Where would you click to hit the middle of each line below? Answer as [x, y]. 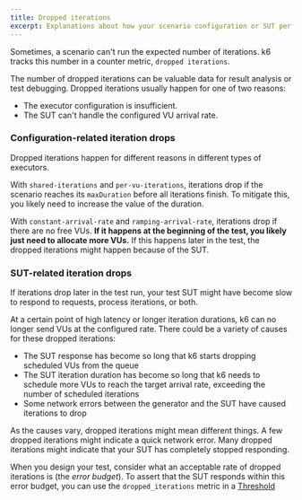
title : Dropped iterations [60, 18]
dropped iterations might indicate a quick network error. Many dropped [141, 440]
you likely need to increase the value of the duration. [107, 204]
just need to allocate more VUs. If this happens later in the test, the [135, 240]
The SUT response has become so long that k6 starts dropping [139, 356]
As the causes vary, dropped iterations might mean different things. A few [147, 431]
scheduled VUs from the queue [81, 365]
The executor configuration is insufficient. [100, 105]
